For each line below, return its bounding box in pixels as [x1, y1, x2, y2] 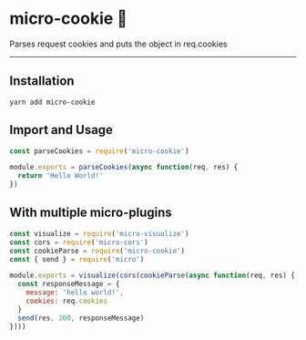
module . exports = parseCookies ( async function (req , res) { [9, 163, 239, 172]
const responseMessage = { [17, 280, 120, 289]
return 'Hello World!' [17, 171, 104, 180]
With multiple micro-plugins [9, 205, 173, 221]
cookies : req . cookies [25, 296, 107, 305]
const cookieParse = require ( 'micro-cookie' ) [9, 246, 185, 255]
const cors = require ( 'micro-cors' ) [9, 237, 148, 247]
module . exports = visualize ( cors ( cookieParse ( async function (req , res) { [9, 271, 296, 281]
